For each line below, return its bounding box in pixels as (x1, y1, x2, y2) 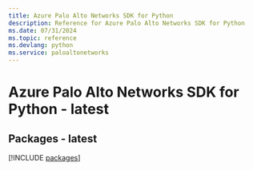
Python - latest (8, 101, 110, 118)
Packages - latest (8, 132, 98, 145)
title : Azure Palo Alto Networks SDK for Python (8, 11, 174, 20)
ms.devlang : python (8, 42, 74, 49)
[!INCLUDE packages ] (8, 153, 81, 162)
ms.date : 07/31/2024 (8, 26, 78, 34)
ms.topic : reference (8, 34, 78, 42)
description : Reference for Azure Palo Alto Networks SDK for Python (8, 19, 246, 27)
